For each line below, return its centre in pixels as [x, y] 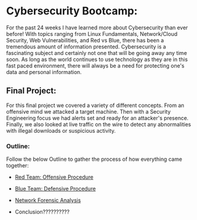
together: [17, 166]
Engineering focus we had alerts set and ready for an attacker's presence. [98, 118]
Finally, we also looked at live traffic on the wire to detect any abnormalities [98, 124]
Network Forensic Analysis [48, 200]
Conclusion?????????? [42, 212]
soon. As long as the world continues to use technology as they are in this [97, 59]
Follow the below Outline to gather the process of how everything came [94, 159]
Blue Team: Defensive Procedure [55, 189]
